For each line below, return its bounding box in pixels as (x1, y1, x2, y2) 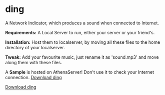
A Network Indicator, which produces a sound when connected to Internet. (5, 20, 159, 26)
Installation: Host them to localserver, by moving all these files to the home (5, 39, 160, 45)
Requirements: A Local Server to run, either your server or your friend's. (5, 29, 155, 35)
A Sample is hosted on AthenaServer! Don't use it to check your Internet (5, 69, 154, 75)
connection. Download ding (5, 74, 62, 80)
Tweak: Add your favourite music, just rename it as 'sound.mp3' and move (5, 54, 159, 60)
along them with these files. (5, 59, 62, 65)
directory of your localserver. (5, 44, 65, 50)
